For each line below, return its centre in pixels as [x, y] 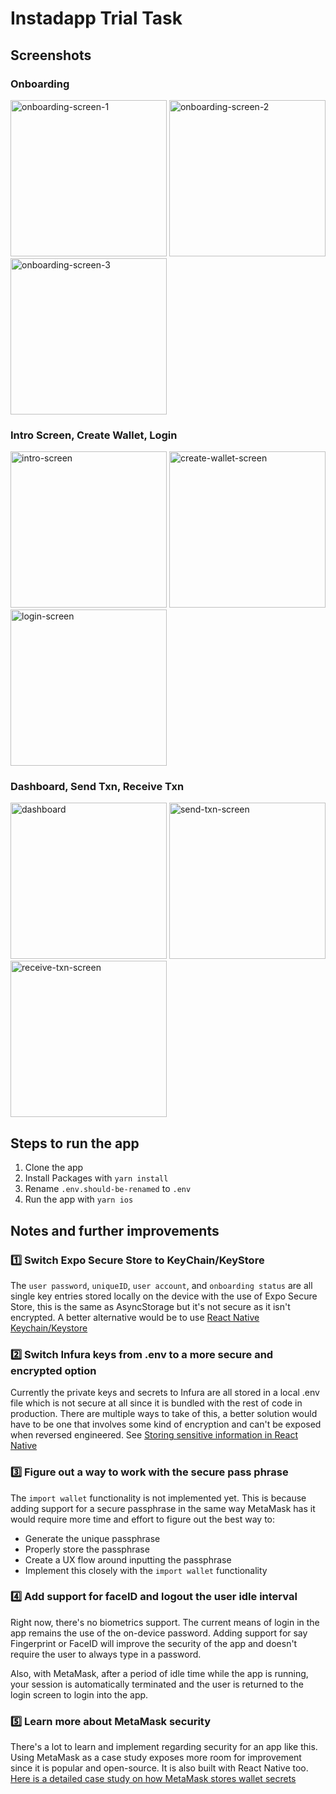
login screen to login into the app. [79, 1694]
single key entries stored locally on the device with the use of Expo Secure [164, 1296]
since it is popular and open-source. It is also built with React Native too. [159, 1768]
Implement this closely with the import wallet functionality [146, 1570]
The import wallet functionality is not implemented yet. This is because [158, 1498]
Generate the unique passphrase [92, 1538]
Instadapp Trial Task [96, 18]
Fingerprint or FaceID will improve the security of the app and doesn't [154, 1643]
